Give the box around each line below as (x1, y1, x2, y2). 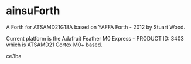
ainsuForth (6, 4, 60, 18)
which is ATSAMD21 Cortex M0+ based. (6, 41, 103, 48)
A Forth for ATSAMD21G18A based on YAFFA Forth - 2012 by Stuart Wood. (6, 23, 186, 31)
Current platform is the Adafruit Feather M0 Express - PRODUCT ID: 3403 (6, 35, 185, 42)
